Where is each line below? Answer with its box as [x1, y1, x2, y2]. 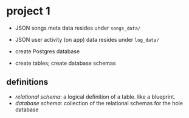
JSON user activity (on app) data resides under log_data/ [15, 36, 160, 43]
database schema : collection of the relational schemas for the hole [15, 99, 184, 107]
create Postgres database [15, 47, 80, 55]
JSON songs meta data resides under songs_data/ [15, 24, 141, 31]
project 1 [6, 4, 50, 18]
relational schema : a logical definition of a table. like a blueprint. [15, 93, 176, 100]
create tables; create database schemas [15, 59, 116, 67]
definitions [6, 77, 49, 87]
